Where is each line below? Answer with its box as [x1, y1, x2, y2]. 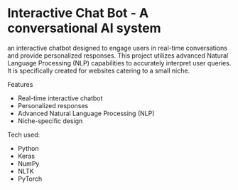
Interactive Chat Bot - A [7, 5, 149, 21]
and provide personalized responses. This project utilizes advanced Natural [7, 51, 229, 60]
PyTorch [17, 174, 43, 183]
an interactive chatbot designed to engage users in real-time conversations [7, 43, 227, 52]
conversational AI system [7, 20, 161, 36]
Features [7, 80, 33, 88]
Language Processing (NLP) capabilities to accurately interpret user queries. [7, 58, 232, 67]
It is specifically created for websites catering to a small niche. [7, 66, 190, 75]
